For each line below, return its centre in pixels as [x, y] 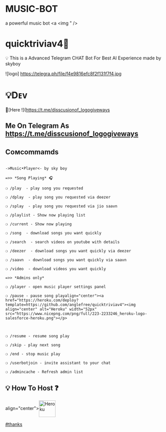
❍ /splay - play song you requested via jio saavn [61, 206]
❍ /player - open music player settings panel [56, 287]
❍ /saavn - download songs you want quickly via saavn [66, 260]
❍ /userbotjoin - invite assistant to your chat [58, 363]
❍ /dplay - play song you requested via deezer [58, 198]
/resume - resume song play [40, 336]
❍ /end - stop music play [33, 354]
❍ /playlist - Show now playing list [45, 215]
